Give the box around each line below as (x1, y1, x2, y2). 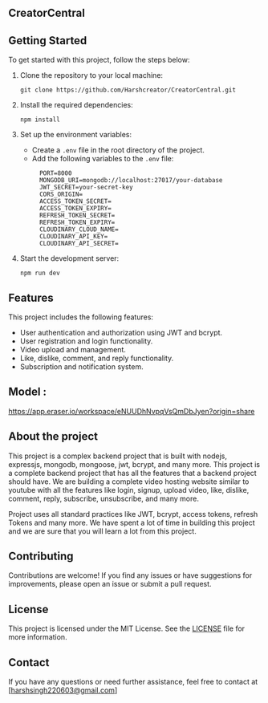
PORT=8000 (39, 169, 72, 177)
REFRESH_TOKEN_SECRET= (39, 212, 116, 220)
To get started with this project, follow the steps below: (8, 55, 190, 65)
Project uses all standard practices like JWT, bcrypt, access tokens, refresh (8, 509, 258, 518)
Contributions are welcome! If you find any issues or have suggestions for (8, 571, 253, 580)
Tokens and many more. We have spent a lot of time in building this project (8, 518, 255, 527)
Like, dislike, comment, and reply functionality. (19, 353, 174, 364)
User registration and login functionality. (19, 336, 153, 346)
